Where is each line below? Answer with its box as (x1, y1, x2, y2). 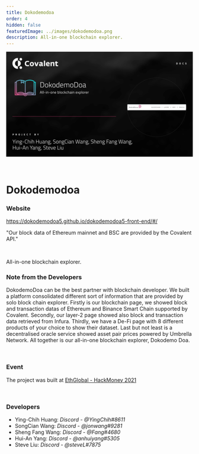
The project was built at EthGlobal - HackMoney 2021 (6, 376, 137, 384)
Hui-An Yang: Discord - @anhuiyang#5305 (14, 435, 120, 442)
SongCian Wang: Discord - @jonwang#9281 (14, 423, 123, 429)
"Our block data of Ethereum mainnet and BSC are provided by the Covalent (6, 229, 192, 236)
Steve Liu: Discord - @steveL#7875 (14, 441, 101, 448)
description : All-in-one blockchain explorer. (6, 34, 123, 41)
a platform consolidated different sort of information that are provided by (6, 293, 184, 300)
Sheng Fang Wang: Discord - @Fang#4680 (14, 429, 121, 436)
